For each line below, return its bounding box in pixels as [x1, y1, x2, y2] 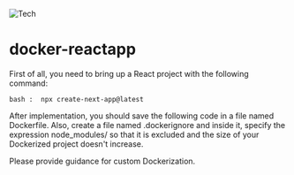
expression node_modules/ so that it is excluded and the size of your [9, 129, 260, 140]
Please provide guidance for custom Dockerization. [9, 156, 196, 166]
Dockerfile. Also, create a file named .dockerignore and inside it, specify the [9, 119, 286, 130]
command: [9, 78, 49, 88]
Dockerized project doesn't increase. [9, 138, 144, 149]
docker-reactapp [9, 40, 137, 59]
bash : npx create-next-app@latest [9, 95, 144, 103]
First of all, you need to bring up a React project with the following [9, 68, 249, 79]
